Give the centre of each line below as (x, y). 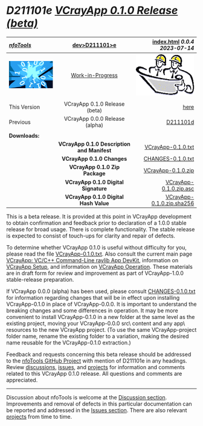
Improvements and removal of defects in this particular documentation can (99, 404)
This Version (24, 107)
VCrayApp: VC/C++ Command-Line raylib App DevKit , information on (92, 260)
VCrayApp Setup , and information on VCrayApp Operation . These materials (100, 267)
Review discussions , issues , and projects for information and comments (96, 367)
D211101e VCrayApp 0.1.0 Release (92, 11)
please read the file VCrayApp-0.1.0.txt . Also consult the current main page (99, 254)
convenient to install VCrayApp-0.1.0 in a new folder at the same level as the (101, 317)
